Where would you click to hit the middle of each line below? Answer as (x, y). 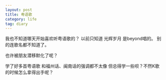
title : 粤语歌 (19, 14)
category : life (21, 19)
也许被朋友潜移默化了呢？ (31, 55)
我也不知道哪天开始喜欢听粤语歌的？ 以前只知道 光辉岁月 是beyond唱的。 (80, 38)
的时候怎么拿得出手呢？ (29, 72)
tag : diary (16, 24)
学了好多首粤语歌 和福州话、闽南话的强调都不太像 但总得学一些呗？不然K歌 (82, 66)
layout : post (19, 10)
